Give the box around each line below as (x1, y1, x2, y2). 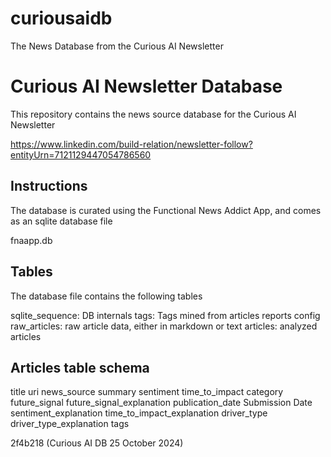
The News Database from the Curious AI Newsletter (10, 40, 224, 52)
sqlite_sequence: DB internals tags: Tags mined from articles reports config (10, 309, 321, 321)
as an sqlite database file (10, 215, 113, 227)
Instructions (10, 178, 88, 195)
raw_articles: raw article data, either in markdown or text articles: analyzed (10, 320, 318, 332)
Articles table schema (10, 359, 150, 376)
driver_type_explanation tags (10, 418, 130, 430)
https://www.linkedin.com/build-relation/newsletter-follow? (10, 138, 253, 150)
